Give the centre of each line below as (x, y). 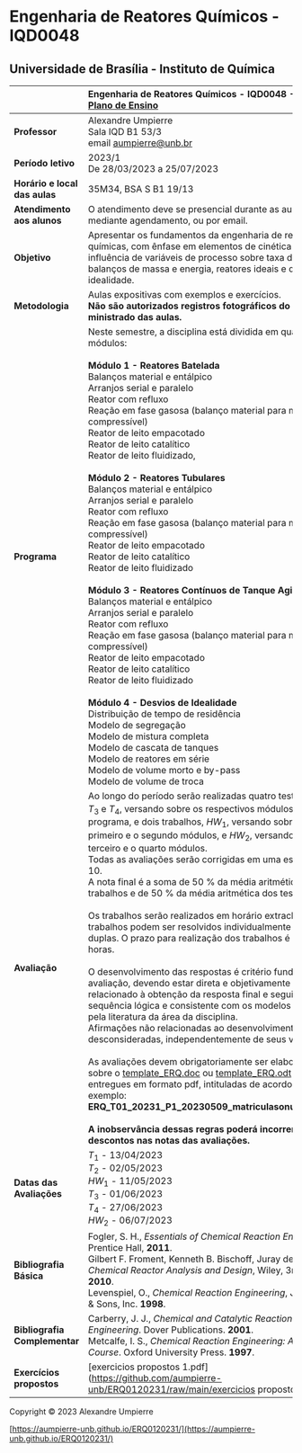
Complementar (47, 1341)
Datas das (36, 1182)
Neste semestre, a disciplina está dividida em (183, 332)
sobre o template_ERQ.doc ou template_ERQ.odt (190, 1073)
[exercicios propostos (134, 1367)
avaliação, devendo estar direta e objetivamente (190, 983)
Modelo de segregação (137, 725)
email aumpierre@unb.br (141, 143)
